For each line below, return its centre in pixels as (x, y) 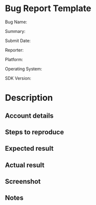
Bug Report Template (48, 8)
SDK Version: (18, 78)
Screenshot (23, 181)
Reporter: (14, 50)
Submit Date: (18, 40)
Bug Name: (16, 22)
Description (29, 98)
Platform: (14, 59)
